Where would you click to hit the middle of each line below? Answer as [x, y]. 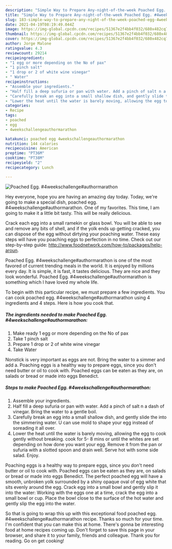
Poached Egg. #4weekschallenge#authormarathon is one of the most [79, 260]
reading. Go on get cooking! [35, 541]
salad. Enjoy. [26, 455]
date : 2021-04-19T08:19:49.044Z [40, 24]
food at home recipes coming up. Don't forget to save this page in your [80, 529]
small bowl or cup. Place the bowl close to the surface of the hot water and [84, 498]
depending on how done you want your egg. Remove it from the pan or [88, 444]
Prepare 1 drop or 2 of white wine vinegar [56, 344]
